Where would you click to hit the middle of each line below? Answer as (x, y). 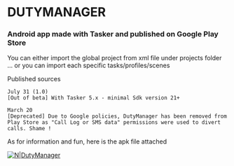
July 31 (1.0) (28, 92)
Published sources (34, 79)
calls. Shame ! (29, 129)
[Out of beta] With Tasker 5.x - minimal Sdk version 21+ (94, 98)
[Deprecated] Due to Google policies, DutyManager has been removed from (117, 116)
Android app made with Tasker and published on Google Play (113, 34)
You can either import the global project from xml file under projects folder (115, 58)
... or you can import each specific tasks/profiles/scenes (89, 65)
